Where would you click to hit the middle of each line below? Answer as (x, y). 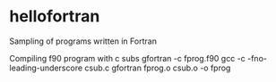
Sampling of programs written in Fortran (83, 41)
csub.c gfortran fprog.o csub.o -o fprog (158, 68)
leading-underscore (46, 68)
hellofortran (55, 16)
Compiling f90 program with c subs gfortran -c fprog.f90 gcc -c (128, 58)
